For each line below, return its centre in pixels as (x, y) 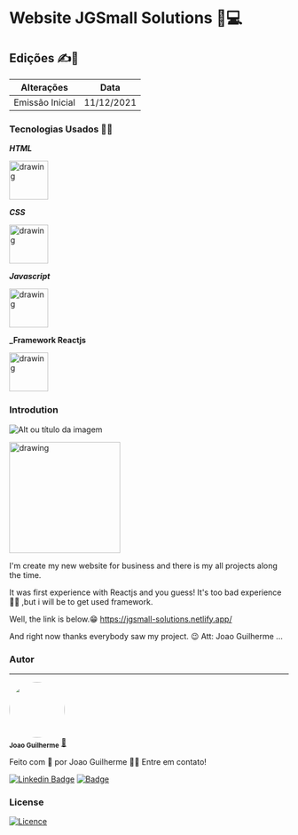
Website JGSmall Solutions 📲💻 (126, 18)
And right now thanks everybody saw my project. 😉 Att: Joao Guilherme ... (146, 636)
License (27, 802)
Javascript (30, 277)
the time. (25, 574)
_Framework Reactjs (48, 341)
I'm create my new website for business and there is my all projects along (143, 566)
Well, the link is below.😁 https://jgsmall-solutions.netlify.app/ (121, 619)
